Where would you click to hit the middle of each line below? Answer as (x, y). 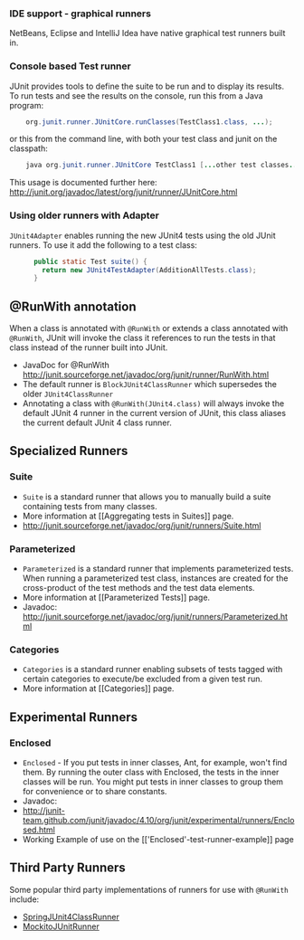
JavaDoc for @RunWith (66, 366)
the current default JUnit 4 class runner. (97, 423)
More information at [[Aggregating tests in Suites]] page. (128, 516)
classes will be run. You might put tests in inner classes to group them (152, 782)
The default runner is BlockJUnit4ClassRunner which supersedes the (150, 385)
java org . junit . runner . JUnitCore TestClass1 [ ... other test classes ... (163, 166)
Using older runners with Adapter (85, 215)
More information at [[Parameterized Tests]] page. (116, 598)
